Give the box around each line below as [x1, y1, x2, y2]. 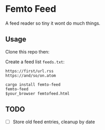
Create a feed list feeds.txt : [5, 59, 65, 65]
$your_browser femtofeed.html [5, 91, 70, 96]
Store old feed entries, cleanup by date [12, 119, 95, 125]
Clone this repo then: [5, 48, 50, 54]
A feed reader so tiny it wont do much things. [5, 20, 101, 26]
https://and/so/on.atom [5, 73, 56, 78]
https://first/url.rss [5, 68, 54, 73]
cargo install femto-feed [5, 82, 60, 87]
